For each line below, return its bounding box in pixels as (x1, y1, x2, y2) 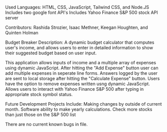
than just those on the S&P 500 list (5, 112, 76, 118)
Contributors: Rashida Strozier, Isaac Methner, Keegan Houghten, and (5, 24, 148, 30)
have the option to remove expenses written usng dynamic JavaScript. (5, 81, 151, 87)
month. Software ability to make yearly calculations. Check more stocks (5, 107, 153, 112)
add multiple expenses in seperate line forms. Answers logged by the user (5, 70, 158, 76)
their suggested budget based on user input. (5, 50, 97, 56)
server (5, 15, 19, 20)
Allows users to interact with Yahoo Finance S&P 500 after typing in (5, 86, 144, 92)
